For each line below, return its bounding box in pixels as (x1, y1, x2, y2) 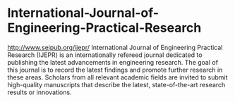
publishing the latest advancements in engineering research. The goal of (7, 58, 219, 66)
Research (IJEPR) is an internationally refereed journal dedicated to (7, 51, 203, 59)
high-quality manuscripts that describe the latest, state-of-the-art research (7, 80, 226, 89)
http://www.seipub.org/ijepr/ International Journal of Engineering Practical (7, 43, 223, 51)
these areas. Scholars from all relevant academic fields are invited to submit (7, 72, 228, 82)
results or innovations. (7, 88, 72, 96)
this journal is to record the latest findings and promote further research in (7, 65, 223, 74)
